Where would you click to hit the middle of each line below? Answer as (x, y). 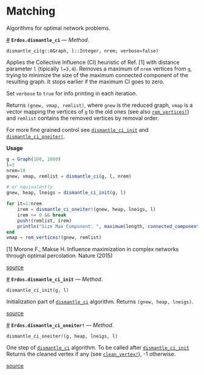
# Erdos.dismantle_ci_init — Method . (55, 279)
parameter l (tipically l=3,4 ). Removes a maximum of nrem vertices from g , (99, 69)
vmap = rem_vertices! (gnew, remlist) (54, 238)
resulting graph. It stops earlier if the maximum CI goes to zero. (85, 81)
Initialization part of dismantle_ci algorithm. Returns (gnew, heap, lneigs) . (100, 301)
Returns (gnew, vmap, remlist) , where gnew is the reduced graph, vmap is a (100, 105)
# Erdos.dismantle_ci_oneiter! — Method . (60, 325)
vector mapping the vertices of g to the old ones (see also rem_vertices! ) (98, 111)
